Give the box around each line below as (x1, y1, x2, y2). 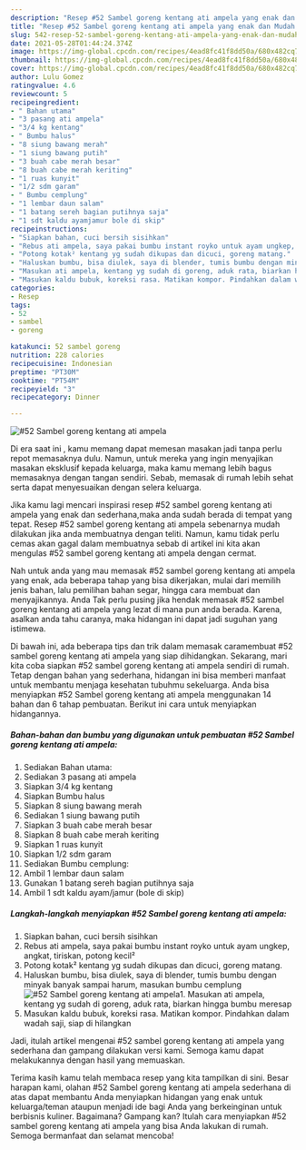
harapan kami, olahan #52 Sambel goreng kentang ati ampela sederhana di (10, 1082, 291, 1093)
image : (10, 47, 35, 56)
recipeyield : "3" (10, 384, 76, 393)
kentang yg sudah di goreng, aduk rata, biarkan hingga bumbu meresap (23, 998, 292, 1009)
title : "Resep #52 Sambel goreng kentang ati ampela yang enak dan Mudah (10, 22, 296, 31)
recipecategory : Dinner (10, 392, 101, 402)
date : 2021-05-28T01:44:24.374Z (10, 38, 133, 48)
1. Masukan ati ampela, (179, 989, 266, 1000)
